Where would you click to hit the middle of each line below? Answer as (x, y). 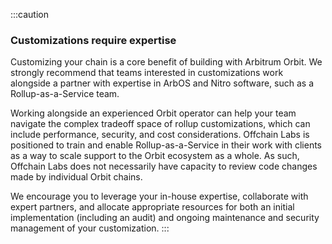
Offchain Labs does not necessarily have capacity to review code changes (164, 166)
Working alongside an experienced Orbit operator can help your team (153, 113)
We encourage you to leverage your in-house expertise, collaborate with (159, 196)
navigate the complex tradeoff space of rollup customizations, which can (160, 124)
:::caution (30, 14)
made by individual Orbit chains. (76, 177)
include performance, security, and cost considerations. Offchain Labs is (160, 135)
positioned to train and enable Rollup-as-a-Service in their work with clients (166, 145)
